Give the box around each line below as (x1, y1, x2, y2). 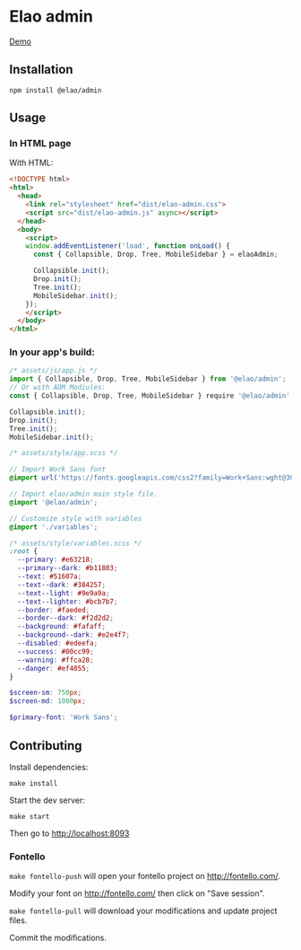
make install (9, 778, 58, 787)
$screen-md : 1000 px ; (9, 697, 87, 706)
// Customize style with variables (9, 514, 142, 523)
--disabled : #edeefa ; (17, 639, 99, 648)
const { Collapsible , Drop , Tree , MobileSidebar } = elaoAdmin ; (32, 250, 279, 259)
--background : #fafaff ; (17, 622, 106, 631)
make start (9, 812, 50, 821)
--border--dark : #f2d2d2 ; (17, 613, 115, 623)
